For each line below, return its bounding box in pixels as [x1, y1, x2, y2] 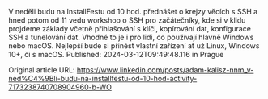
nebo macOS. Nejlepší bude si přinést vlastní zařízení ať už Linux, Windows [8, 41, 260, 51]
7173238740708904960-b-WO [8, 82, 112, 92]
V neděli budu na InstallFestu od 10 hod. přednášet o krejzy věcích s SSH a [8, 7, 258, 16]
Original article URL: [8, 65, 75, 75]
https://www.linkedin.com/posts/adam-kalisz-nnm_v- [76, 65, 254, 75]
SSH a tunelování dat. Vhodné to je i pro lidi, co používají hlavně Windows [8, 32, 254, 42]
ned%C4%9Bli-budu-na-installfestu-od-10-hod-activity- [8, 74, 198, 83]
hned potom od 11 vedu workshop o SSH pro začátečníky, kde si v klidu [8, 15, 246, 25]
